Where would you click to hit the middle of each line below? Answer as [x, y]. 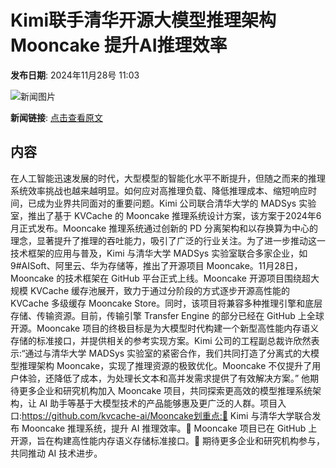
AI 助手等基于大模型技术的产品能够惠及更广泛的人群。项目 [158, 403]
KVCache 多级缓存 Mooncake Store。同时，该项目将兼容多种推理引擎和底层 [166, 303]
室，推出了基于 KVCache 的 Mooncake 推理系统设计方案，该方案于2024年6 [166, 215]
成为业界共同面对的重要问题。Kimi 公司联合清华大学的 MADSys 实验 [176, 203]
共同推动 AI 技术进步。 [56, 453]
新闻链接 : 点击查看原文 [56, 117]
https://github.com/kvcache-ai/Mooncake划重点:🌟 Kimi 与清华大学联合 [167, 415]
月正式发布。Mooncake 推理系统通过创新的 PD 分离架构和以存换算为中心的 [164, 228]
